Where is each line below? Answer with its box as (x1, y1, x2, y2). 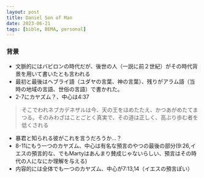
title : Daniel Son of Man (6, 15, 72, 21)
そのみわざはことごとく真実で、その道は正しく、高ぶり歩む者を (37, 114, 198, 121)
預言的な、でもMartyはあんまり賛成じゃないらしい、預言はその (31, 149, 192, 157)
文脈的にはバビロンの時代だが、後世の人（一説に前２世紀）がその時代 (15, 62, 193, 70)
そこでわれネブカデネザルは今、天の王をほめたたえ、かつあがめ (21, 106, 183, 113)
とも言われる (58, 70, 91, 77)
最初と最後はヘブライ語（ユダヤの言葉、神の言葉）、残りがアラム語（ (15, 78, 190, 85)
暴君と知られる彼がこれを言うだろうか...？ (15, 134, 123, 141)
